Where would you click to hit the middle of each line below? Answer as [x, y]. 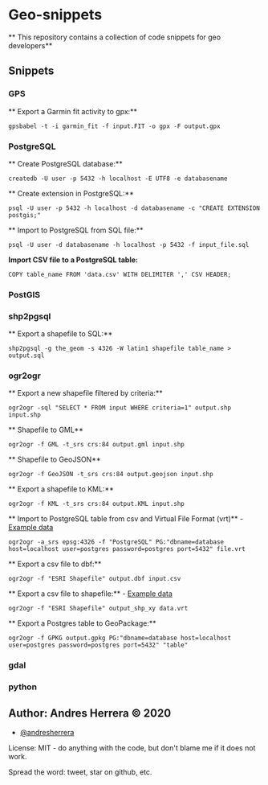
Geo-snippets [55, 15]
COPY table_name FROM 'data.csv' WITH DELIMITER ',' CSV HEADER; [120, 274]
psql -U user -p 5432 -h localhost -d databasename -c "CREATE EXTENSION [134, 208]
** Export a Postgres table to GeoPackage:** [82, 623]
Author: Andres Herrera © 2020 [90, 713]
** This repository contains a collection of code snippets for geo [115, 37]
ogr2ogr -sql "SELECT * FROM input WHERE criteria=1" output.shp [120, 408]
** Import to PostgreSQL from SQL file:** [76, 230]
